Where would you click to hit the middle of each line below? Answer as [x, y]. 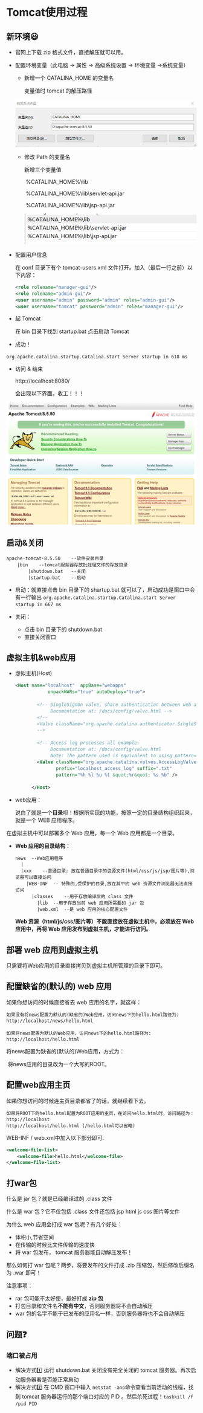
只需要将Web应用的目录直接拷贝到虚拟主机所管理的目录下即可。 [86, 966]
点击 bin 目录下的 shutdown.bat [63, 629]
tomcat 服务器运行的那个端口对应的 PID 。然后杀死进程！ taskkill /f [108, 1396]
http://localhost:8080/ [42, 381]
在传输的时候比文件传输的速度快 [55, 1245]
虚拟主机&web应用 [41, 657]
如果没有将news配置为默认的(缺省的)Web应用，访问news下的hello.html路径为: [93, 1015]
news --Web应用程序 [39, 859]
